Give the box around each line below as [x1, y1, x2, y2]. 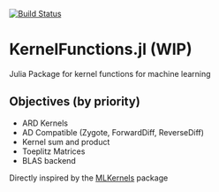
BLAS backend [21, 155, 77, 165]
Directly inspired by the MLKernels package [9, 173, 169, 183]
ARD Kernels [21, 118, 69, 128]
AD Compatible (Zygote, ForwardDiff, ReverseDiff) [21, 127, 205, 137]
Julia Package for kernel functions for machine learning [9, 68, 211, 79]
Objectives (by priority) [9, 94, 141, 110]
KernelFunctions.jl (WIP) [9, 40, 193, 59]
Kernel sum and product [21, 136, 110, 147]
